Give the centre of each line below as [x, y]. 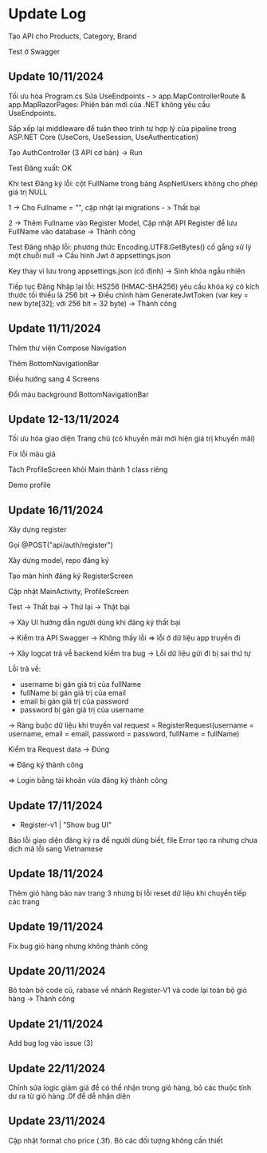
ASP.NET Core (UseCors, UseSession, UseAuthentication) [104, 137]
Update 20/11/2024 [57, 971]
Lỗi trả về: [25, 669]
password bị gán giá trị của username [82, 710]
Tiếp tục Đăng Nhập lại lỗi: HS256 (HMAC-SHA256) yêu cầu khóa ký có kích [134, 286]
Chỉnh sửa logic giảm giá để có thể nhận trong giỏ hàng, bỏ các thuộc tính [130, 1087]
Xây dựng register [37, 529]
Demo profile [29, 485]
